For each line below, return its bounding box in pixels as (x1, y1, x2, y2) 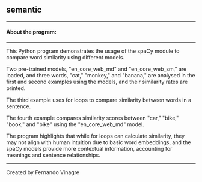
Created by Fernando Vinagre (6, 169, 80, 176)
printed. (6, 85, 26, 92)
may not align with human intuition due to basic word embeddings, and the (6, 139, 191, 146)
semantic (6, 5, 42, 15)
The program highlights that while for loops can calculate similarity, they (6, 132, 185, 140)
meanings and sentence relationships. (6, 151, 100, 159)
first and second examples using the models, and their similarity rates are (6, 78, 188, 86)
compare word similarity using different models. (6, 54, 125, 61)
